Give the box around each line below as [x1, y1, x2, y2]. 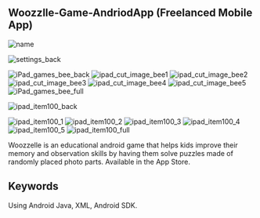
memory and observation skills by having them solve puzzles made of [8, 148, 233, 158]
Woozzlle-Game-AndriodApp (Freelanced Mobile [8, 6, 253, 20]
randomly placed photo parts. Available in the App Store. [8, 157, 190, 166]
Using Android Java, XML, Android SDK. [8, 200, 138, 210]
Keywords [8, 180, 59, 193]
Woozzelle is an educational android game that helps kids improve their [8, 140, 239, 150]
